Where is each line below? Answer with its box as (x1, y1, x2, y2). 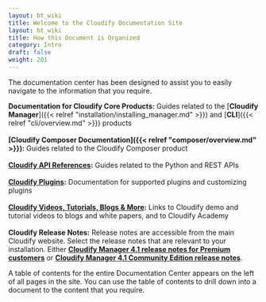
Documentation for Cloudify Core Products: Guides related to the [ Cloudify (8, 101, 259, 111)
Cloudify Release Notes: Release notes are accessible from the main (8, 227, 235, 237)
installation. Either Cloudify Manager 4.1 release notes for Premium (8, 244, 231, 254)
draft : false (8, 48, 52, 56)
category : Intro (8, 41, 62, 49)
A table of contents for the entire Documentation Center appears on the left (8, 268, 255, 277)
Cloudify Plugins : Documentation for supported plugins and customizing (8, 177, 248, 186)
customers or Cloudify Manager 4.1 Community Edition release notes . (8, 253, 243, 262)
